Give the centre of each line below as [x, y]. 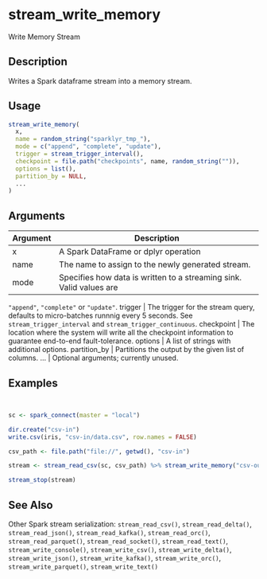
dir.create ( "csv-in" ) [44, 429]
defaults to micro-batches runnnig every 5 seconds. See [101, 315]
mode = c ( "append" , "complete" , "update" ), [88, 147]
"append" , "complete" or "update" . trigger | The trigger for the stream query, [132, 307]
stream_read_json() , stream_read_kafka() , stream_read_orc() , [109, 532]
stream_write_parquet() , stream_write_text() [83, 566]
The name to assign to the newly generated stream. [155, 264]
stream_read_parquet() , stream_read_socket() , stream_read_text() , [118, 541]
